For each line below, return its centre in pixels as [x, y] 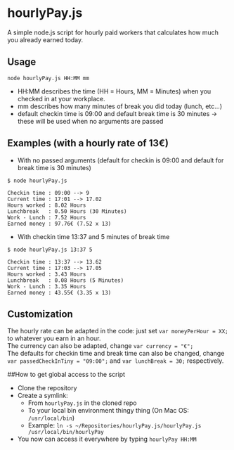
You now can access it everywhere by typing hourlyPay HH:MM [107, 439]
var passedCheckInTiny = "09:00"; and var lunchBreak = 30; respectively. [116, 361]
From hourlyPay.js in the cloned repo [82, 403]
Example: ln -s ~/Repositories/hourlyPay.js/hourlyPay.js [115, 425]
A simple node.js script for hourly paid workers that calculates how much [113, 32]
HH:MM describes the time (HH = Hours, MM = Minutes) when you [114, 91]
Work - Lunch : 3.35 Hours [47, 286]
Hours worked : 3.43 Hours [47, 274]
